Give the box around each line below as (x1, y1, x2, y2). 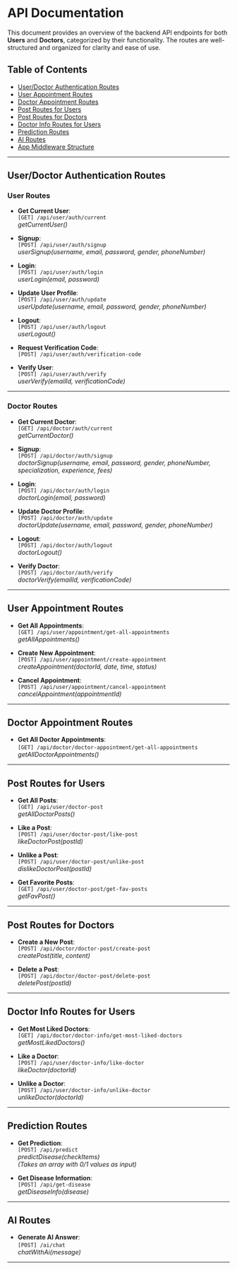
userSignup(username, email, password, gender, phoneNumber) (17, 248, 206, 256)
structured (7, 43, 38, 52)
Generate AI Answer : (17, 1233, 80, 1242)
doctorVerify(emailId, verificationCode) (17, 575, 132, 584)
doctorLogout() (17, 548, 62, 556)
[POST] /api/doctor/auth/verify (17, 569, 113, 576)
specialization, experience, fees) (17, 466, 113, 474)
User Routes (7, 191, 51, 200)
